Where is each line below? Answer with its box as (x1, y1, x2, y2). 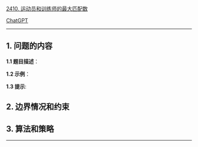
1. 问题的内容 (6, 41, 53, 51)
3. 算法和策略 (6, 123, 54, 134)
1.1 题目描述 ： (6, 58, 39, 65)
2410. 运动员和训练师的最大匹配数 (6, 5, 88, 12)
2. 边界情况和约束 (6, 102, 70, 112)
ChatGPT (6, 17, 28, 24)
